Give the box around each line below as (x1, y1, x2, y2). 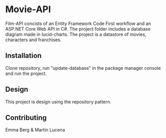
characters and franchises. (5, 37, 62, 43)
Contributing (5, 113, 47, 122)
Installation (5, 51, 42, 60)
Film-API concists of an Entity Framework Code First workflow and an (5, 20, 151, 26)
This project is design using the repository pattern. (5, 98, 112, 105)
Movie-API (5, 4, 51, 15)
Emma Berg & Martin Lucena (5, 127, 65, 133)
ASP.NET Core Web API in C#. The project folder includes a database (5, 25, 151, 32)
